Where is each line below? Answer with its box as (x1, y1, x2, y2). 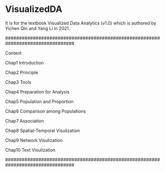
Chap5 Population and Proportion (5, 98, 74, 104)
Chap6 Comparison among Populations (5, 108, 86, 114)
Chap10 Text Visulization (5, 146, 56, 153)
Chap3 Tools (5, 79, 31, 85)
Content (5, 50, 22, 56)
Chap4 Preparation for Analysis (5, 88, 70, 94)
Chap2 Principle (5, 69, 38, 75)
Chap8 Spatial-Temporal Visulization (5, 127, 80, 133)
